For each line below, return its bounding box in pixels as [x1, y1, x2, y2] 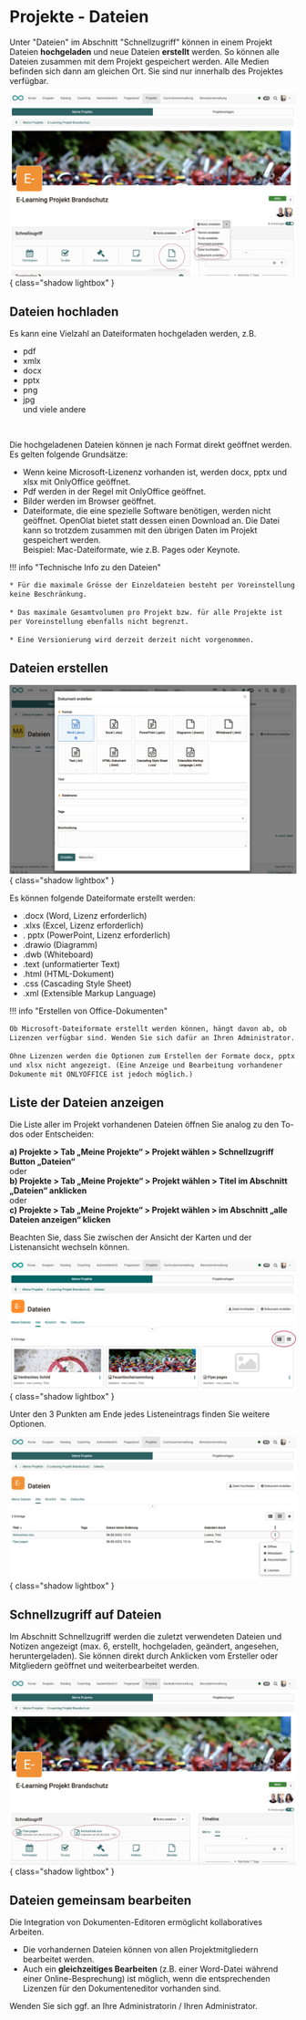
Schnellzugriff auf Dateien [9, 1607, 162, 1622]
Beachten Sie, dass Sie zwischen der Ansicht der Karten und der [9, 1232, 252, 1243]
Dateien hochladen [9, 304, 119, 319]
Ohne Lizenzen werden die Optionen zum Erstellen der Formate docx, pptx [9, 1052, 296, 1061]
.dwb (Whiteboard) [22, 949, 94, 960]
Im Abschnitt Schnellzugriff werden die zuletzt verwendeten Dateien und [9, 1631, 282, 1642]
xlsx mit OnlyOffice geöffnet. [22, 476, 131, 487]
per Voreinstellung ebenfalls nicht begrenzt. [9, 618, 189, 627]
